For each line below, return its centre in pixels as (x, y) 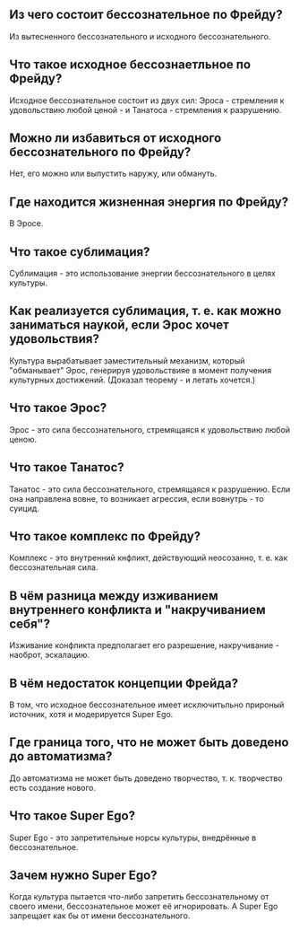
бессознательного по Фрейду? (100, 152)
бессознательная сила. (54, 567)
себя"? (30, 623)
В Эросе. (26, 224)
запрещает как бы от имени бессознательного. (100, 916)
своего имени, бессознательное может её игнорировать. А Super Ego (144, 907)
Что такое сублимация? (80, 252)
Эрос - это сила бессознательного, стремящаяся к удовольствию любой (150, 429)
